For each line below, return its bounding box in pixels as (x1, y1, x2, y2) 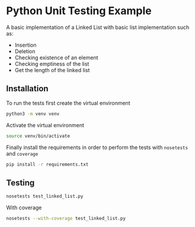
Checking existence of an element (14, 54, 99, 61)
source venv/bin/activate (6, 133, 70, 139)
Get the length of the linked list (14, 66, 90, 73)
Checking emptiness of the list (14, 60, 89, 67)
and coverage (6, 150, 39, 157)
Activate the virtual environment (6, 121, 85, 128)
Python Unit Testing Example (6, 4, 152, 18)
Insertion (14, 41, 37, 48)
